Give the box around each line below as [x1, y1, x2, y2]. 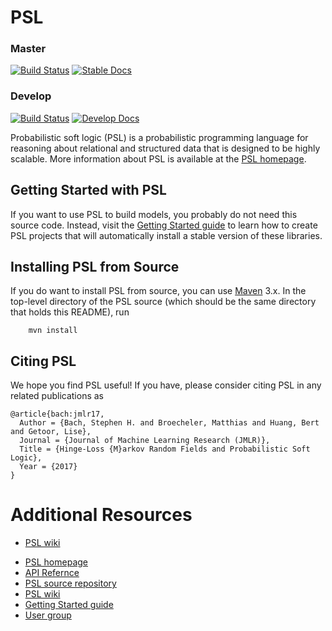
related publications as [10, 390, 104, 402]
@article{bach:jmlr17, [10, 409, 105, 420]
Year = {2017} [19, 462, 78, 472]
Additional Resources [10, 504, 193, 526]
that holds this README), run [10, 306, 130, 318]
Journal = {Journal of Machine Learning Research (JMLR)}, [19, 436, 271, 446]
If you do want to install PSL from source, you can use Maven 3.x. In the [10, 285, 307, 297]
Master [10, 42, 47, 56]
